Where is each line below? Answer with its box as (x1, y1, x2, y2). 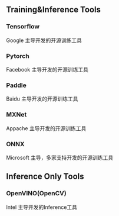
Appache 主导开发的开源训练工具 (6, 124, 87, 132)
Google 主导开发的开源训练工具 (6, 37, 82, 44)
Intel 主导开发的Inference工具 (6, 204, 78, 211)
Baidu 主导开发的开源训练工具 (6, 95, 78, 102)
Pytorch (6, 51, 29, 60)
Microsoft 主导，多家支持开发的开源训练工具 (6, 154, 114, 161)
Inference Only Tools (6, 172, 84, 182)
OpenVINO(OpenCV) (6, 189, 67, 198)
